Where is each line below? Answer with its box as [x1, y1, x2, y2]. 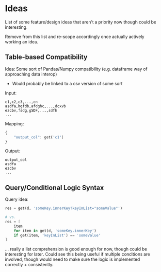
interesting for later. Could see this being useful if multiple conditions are [5, 252, 150, 257]
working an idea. [5, 39, 39, 44]
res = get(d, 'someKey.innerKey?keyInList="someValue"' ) [5, 206, 123, 211]
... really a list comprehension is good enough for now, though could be [5, 246, 147, 252]
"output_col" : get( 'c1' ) [14, 135, 64, 139]
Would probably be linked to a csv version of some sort [12, 80, 123, 86]
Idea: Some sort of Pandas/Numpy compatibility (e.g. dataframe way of [5, 66, 148, 72]
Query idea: [5, 196, 29, 202]
